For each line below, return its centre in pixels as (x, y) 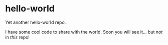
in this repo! (18, 37)
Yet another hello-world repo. (36, 22)
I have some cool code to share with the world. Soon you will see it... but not (84, 32)
